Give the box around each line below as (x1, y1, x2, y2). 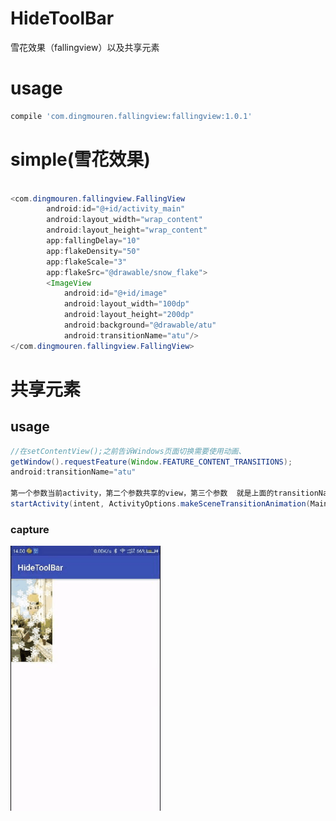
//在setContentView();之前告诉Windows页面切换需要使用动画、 (10, 446, 247, 456)
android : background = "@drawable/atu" (63, 320, 217, 331)
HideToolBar (10, 7, 115, 30)
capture (10, 522, 50, 536)
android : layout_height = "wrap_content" (46, 225, 208, 236)
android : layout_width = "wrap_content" (46, 215, 203, 225)
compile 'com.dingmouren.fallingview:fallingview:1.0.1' (10, 111, 253, 121)
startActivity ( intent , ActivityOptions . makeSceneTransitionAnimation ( (10, 499, 311, 509)
